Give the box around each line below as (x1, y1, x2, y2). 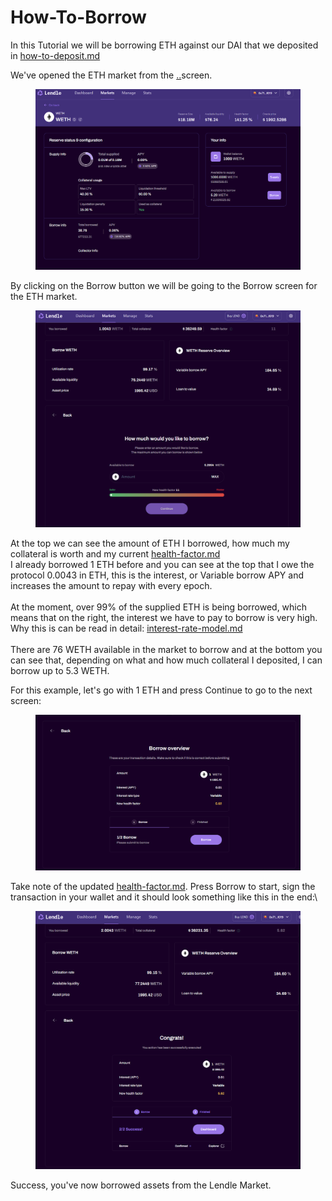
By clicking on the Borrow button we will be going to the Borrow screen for (10, 279, 318, 291)
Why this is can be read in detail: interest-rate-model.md (10, 622, 243, 634)
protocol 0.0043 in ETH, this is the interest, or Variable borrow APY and (10, 569, 305, 581)
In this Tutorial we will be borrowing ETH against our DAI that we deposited (10, 39, 319, 51)
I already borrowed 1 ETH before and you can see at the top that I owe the (10, 558, 315, 570)
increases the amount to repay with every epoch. (10, 579, 213, 591)
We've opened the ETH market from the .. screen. (10, 69, 213, 81)
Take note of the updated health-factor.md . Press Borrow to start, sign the (10, 881, 316, 893)
